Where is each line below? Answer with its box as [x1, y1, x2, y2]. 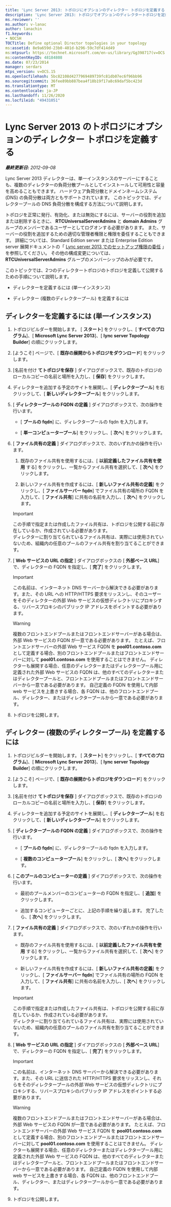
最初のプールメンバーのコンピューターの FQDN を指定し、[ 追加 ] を [20, 890, 162, 896]
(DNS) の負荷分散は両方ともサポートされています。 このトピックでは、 [5, 194, 154, 201]
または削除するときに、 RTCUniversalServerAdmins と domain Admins [5, 218, 157, 225]
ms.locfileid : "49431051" [5, 97, 60, 103]
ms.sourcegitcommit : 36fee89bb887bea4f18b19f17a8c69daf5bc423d [5, 79, 142, 84]
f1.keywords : [5, 31, 33, 36]
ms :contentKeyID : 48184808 [5, 55, 63, 60]
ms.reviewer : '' [5, 17, 40, 22]
